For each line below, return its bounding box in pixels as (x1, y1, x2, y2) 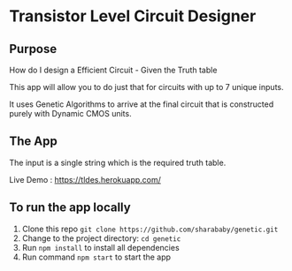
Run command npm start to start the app (21, 252, 171, 262)
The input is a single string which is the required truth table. (9, 157, 227, 168)
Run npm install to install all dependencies (21, 242, 180, 252)
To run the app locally (9, 200, 131, 215)
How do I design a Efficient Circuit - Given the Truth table (9, 64, 218, 75)
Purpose (9, 41, 58, 56)
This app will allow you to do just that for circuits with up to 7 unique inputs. (9, 82, 284, 92)
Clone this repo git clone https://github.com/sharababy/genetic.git (21, 223, 279, 234)
